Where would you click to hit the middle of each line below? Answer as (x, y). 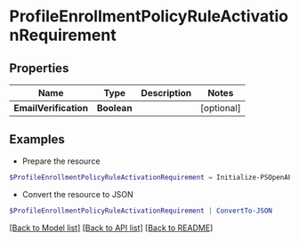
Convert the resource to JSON (77, 194)
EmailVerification (51, 108)
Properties (39, 68)
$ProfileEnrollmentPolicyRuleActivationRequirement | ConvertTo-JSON (141, 211)
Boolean (114, 108)
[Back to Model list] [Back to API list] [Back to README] (111, 228)
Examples (37, 140)
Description (166, 93)
